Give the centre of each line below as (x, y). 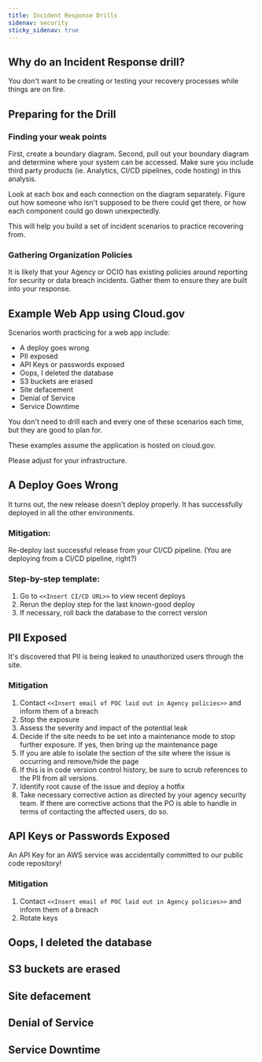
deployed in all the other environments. (72, 512)
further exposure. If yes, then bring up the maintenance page (118, 745)
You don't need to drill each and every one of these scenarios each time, (126, 421)
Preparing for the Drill (62, 114)
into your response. (40, 289)
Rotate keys (39, 918)
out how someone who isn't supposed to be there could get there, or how (127, 202)
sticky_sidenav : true (44, 30)
